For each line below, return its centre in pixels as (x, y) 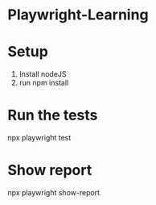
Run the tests (53, 115)
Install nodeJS (43, 74)
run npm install (44, 83)
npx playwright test (39, 138)
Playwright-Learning (78, 15)
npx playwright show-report (54, 192)
